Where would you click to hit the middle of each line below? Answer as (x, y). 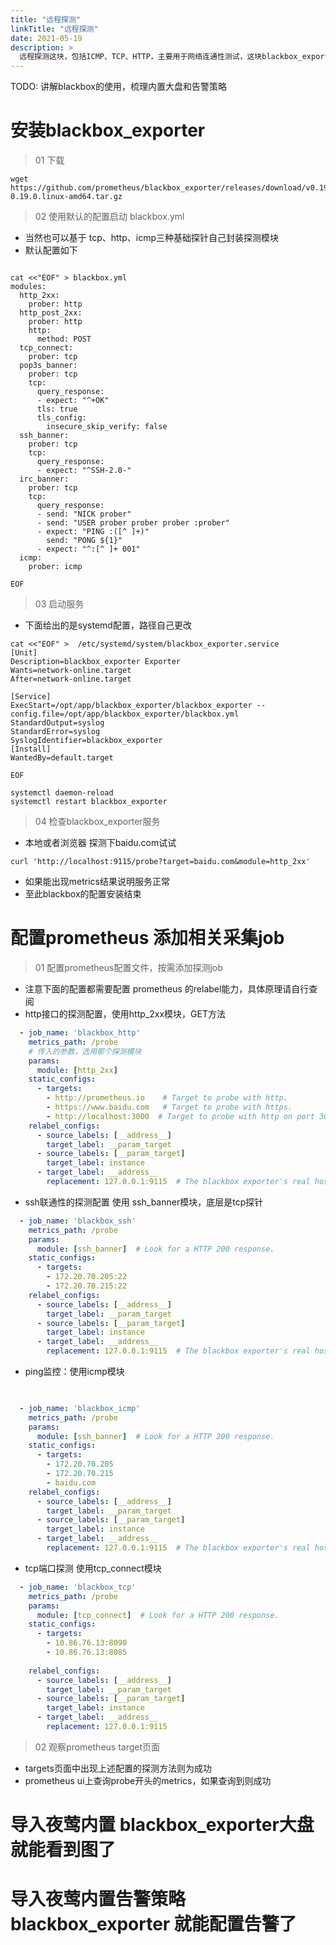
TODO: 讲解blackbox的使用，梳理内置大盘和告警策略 (118, 87)
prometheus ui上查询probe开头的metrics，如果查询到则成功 (148, 1780)
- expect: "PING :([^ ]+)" (93, 532)
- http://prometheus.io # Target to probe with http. (167, 1098)
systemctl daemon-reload (62, 793)
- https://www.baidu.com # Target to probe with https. (169, 1107)
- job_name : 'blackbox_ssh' (78, 1221)
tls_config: (61, 418)
